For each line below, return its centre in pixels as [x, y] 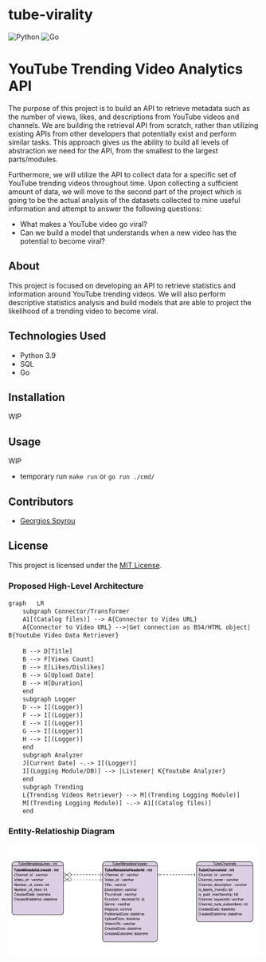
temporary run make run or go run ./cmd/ [87, 476]
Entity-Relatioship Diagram [62, 831]
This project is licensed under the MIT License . [85, 565]
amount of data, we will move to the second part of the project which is [125, 191]
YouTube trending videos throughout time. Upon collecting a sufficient [123, 183]
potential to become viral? [63, 240]
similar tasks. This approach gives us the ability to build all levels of [119, 142]
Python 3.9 [38, 355]
